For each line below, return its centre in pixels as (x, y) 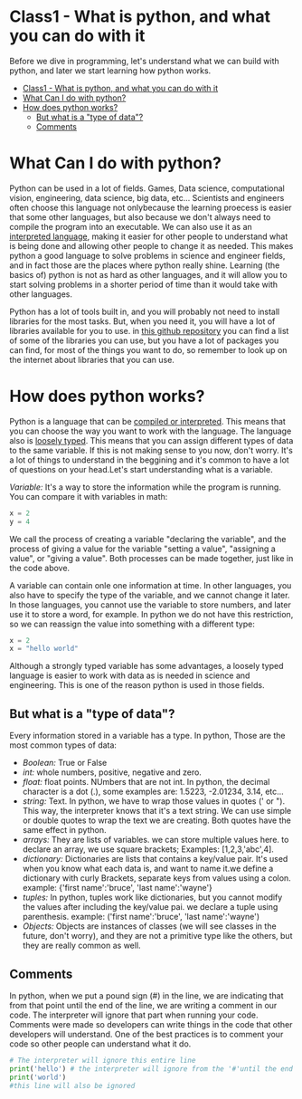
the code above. (40, 568)
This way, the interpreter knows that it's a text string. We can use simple (157, 811)
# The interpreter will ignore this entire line (103, 1060)
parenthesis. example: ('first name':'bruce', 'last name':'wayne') (141, 917)
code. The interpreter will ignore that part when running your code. (134, 1015)
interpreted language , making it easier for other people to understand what (149, 236)
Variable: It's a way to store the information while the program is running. (146, 487)
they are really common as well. (82, 946)
